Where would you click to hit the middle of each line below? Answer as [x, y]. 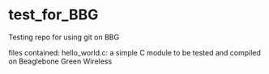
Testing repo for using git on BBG [64, 37]
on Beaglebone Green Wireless [60, 61]
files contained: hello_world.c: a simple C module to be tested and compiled [135, 52]
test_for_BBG [53, 15]
